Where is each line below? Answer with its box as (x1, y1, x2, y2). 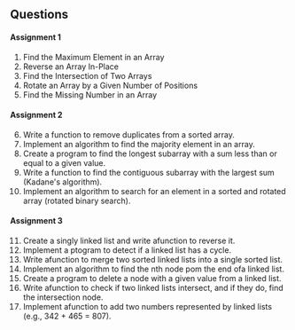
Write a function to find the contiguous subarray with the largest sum (22, 167, 276, 177)
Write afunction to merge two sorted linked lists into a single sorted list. (22, 255, 283, 264)
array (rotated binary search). (22, 195, 131, 206)
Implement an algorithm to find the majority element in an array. (22, 138, 255, 149)
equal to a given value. (22, 157, 106, 168)
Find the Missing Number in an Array (22, 89, 158, 100)
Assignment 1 (10, 31, 61, 43)
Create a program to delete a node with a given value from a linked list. (22, 273, 282, 283)
